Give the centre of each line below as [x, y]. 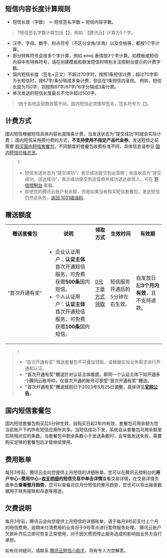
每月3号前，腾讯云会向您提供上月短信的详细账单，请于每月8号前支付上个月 [82, 521]
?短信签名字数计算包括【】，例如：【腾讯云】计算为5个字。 [76, 32]
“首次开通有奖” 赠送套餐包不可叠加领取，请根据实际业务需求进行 [90, 362]
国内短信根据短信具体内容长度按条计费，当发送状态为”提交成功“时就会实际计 [83, 134]
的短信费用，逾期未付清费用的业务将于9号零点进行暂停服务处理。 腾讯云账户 [83, 527]
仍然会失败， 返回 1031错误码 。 [56, 197]
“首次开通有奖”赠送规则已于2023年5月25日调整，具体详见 [85, 387]
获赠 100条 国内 [73, 327]
